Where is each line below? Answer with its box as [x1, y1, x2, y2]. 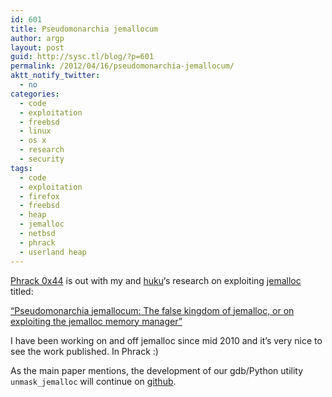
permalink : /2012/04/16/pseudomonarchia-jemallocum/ [10, 61, 235, 71]
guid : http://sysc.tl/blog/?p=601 [10, 52, 155, 62]
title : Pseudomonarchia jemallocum [10, 24, 159, 34]
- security [19, 154, 65, 164]
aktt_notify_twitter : [10, 71, 101, 81]
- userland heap [19, 247, 87, 257]
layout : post [10, 42, 65, 53]
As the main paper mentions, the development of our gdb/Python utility [10, 364, 304, 376]
